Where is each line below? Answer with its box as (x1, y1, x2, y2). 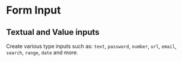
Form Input (6, 4, 61, 17)
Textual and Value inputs (6, 27, 100, 37)
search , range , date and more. (6, 49, 78, 56)
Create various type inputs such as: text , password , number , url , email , (6, 43, 177, 50)
